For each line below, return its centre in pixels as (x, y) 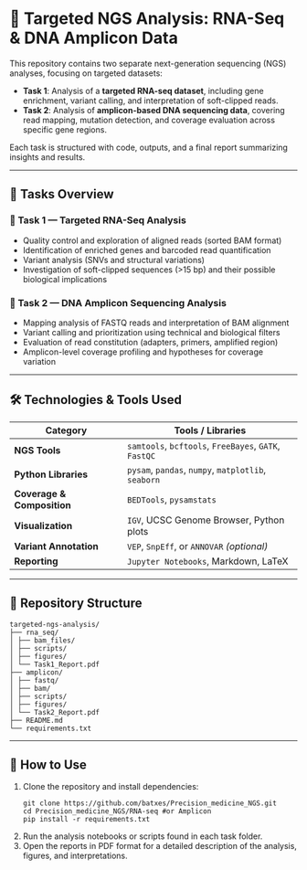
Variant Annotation (56, 546)
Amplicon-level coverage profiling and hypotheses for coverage (143, 352)
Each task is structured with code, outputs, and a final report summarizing (148, 147)
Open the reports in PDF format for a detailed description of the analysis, (159, 846)
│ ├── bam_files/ (42, 640)
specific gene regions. (65, 129)
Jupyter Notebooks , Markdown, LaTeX (208, 561)
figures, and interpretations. (75, 856)
